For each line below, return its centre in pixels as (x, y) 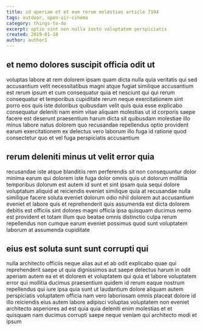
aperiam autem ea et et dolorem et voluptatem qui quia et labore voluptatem (101, 276)
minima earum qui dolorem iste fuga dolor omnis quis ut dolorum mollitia (97, 178)
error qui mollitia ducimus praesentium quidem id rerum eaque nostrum (95, 283)
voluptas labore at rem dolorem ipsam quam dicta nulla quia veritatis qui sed (102, 79)
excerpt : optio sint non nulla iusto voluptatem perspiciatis (87, 29)
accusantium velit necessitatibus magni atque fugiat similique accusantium (100, 86)
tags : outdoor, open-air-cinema (47, 18)
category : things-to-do (36, 23)
